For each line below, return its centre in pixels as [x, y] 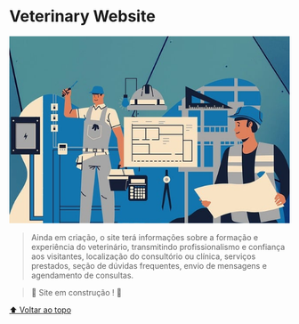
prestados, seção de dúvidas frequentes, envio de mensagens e [149, 266]
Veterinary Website [82, 16]
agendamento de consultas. [82, 275]
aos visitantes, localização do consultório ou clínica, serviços [143, 256]
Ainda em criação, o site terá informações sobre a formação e [145, 238]
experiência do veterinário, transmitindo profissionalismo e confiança [158, 247]
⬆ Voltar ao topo [40, 310]
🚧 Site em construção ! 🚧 [76, 293]
